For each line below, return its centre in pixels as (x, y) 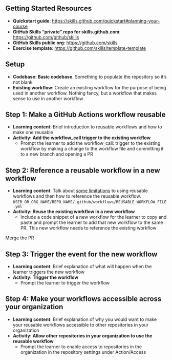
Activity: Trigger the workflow (45, 277)
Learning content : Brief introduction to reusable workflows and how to (87, 127)
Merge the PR (20, 238)
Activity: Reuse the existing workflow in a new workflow (74, 212)
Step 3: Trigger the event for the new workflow (81, 254)
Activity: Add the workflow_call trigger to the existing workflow (82, 138)
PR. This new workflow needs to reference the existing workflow (88, 228)
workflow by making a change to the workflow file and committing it (92, 149)
